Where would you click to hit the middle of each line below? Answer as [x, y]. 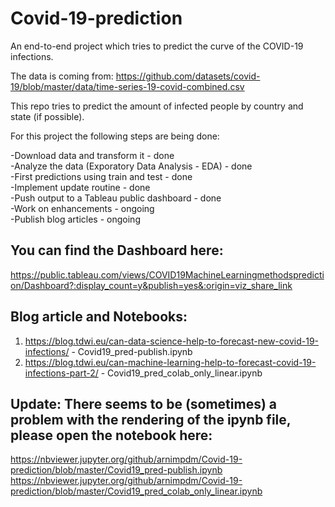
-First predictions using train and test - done [101, 176]
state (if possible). [47, 116]
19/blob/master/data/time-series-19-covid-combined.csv [127, 86]
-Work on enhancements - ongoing [82, 208]
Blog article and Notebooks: [99, 317]
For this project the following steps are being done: [115, 136]
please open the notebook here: [111, 435]
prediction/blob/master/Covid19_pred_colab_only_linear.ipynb [136, 491]
